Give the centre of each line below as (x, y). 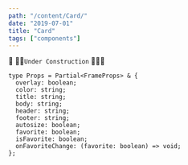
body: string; (39, 104)
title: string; (41, 97)
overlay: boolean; (47, 83)
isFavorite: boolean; (52, 139)
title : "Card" (32, 31)
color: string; (41, 90)
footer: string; (43, 118)
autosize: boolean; (48, 126)
